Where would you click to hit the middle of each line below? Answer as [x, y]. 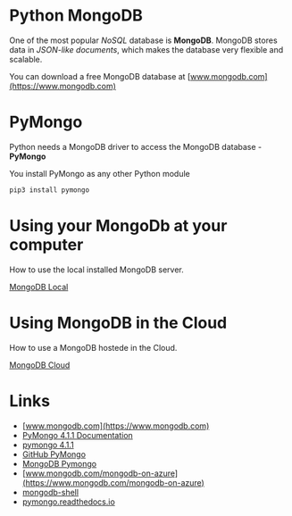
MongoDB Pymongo [59, 463]
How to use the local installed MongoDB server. [97, 270]
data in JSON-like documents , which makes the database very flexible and [146, 49]
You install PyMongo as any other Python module [100, 173]
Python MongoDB [76, 16]
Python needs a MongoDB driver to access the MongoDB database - [136, 146]
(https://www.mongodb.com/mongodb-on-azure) [113, 482]
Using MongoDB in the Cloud [118, 323]
